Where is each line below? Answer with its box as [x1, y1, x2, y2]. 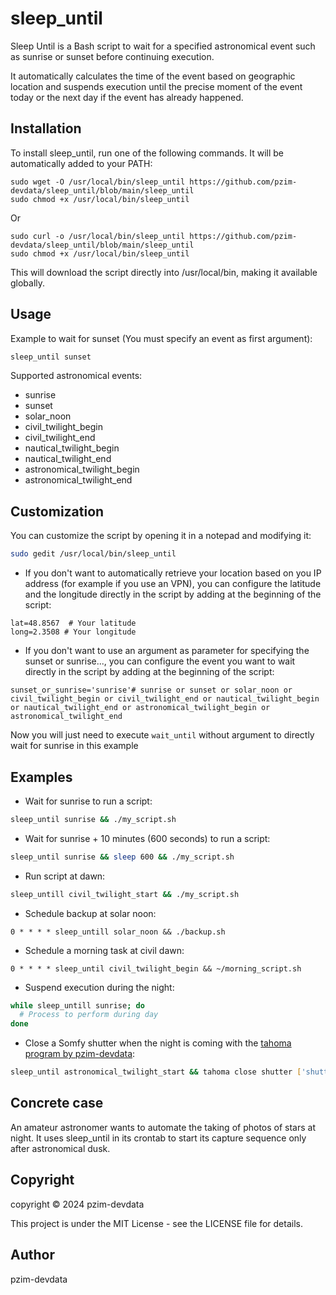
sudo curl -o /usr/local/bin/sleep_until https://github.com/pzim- [10, 231, 298, 241]
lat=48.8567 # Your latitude [10, 618, 137, 629]
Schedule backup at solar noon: [24, 907, 157, 919]
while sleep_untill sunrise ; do [10, 1000, 145, 1011]
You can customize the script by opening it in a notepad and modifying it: [10, 530, 312, 542]
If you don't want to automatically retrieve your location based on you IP [24, 567, 322, 579]
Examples [10, 768, 73, 786]
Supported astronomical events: [10, 370, 143, 382]
